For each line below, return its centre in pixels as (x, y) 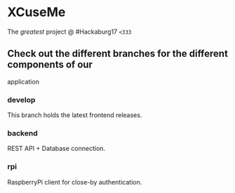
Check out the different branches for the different (117, 54)
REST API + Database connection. (56, 149)
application (23, 81)
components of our (50, 65)
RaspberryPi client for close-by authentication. (75, 182)
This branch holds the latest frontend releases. (75, 115)
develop (21, 100)
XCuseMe (36, 12)
